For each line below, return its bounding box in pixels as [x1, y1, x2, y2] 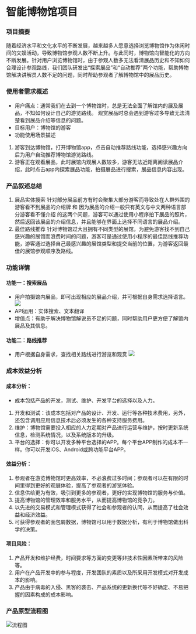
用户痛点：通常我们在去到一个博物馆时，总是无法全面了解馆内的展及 [14, 102, 178, 109]
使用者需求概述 [6, 87, 48, 96]
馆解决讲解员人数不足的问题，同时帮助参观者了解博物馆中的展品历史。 [6, 71, 175, 79]
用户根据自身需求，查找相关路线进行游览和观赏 [14, 351, 127, 358]
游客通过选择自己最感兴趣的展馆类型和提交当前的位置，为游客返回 [24, 240, 184, 247]
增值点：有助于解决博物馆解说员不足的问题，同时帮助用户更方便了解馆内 [14, 315, 188, 322]
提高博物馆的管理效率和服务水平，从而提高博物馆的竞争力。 [14, 496, 158, 503]
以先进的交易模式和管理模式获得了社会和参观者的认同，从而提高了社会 [14, 503, 184, 510]
